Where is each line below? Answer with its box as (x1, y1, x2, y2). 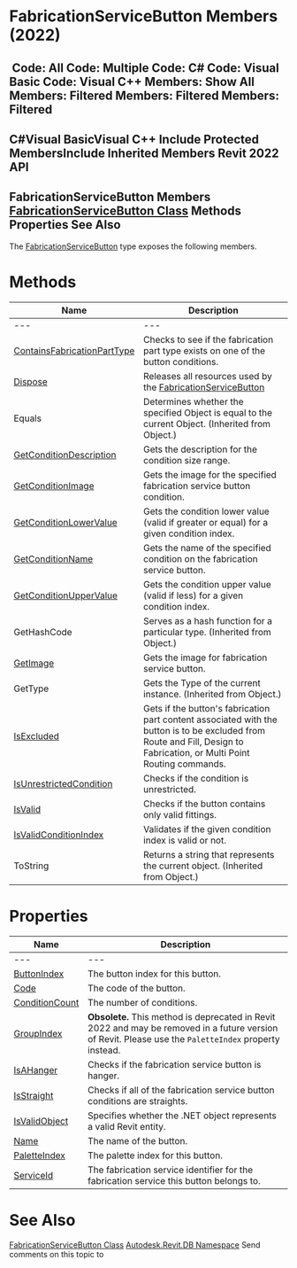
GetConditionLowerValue (13, 516, 118, 528)
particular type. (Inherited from (142, 626, 271, 638)
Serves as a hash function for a (142, 614, 272, 626)
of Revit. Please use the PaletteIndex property (88, 1032, 280, 1045)
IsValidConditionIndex (13, 828, 104, 841)
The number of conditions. (88, 996, 198, 1008)
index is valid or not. (142, 834, 227, 846)
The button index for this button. (88, 968, 222, 980)
